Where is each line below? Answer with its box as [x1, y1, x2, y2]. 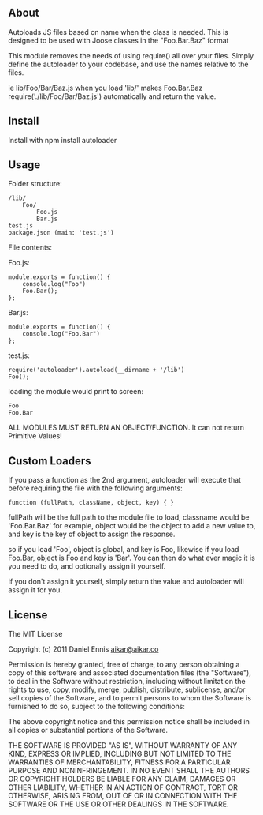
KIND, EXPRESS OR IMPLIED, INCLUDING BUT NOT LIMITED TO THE [8, 749, 232, 759]
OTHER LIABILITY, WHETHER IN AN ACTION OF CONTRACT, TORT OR [8, 783, 238, 792]
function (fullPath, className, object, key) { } [8, 499, 175, 507]
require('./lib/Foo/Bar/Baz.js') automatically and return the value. [8, 91, 217, 101]
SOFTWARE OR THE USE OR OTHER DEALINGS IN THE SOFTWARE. [8, 799, 229, 809]
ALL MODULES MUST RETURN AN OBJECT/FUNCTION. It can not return [8, 423, 245, 433]
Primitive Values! [8, 431, 63, 441]
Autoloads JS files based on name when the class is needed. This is [8, 27, 228, 36]
